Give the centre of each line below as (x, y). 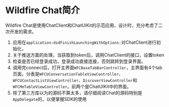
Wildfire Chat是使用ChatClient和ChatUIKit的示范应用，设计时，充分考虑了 (82, 25)
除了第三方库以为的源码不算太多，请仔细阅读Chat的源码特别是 (77, 93)
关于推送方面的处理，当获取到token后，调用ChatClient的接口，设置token (88, 55)
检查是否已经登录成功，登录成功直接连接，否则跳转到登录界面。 (79, 61)
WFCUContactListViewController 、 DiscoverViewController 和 (75, 80)
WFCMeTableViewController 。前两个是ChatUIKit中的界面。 (72, 86)
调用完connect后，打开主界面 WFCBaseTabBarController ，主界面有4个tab (88, 67)
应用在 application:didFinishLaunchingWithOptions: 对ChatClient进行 (85, 42)
